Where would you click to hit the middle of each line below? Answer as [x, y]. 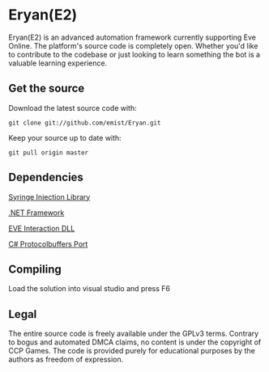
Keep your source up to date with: [65, 137]
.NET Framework [36, 213]
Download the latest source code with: [73, 108]
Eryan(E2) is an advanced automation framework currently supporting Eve [132, 37]
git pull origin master [49, 152]
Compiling [35, 269]
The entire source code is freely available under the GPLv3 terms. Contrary [134, 334]
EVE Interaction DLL [42, 228]
